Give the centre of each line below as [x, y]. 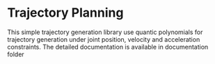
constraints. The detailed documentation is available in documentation [108, 47]
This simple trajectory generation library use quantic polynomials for [105, 32]
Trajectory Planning [65, 13]
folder [16, 54]
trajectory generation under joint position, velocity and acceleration [104, 39]
